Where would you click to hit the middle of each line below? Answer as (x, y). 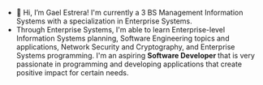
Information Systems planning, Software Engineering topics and (123, 38)
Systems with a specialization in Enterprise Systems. (104, 21)
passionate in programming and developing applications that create (129, 64)
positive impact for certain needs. (72, 72)
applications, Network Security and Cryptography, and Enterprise (125, 47)
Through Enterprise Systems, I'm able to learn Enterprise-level (121, 30)
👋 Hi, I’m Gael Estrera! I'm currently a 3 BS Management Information (129, 13)
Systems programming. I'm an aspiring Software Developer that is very (136, 55)
